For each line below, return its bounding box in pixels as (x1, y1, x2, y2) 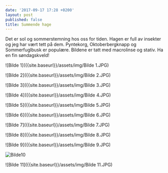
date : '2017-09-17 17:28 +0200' (5, 7, 74, 13)
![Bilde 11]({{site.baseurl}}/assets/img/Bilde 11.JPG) (5, 162, 113, 168)
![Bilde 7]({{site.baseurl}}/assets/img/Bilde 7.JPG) (5, 122, 110, 128)
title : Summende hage (5, 22, 52, 27)
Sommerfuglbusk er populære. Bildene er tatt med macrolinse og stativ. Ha (5, 47, 163, 53)
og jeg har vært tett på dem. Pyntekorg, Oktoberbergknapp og (5, 42, 137, 48)
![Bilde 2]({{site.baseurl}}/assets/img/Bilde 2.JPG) (5, 72, 111, 79)
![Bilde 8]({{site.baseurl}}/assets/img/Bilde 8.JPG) (5, 132, 111, 138)
